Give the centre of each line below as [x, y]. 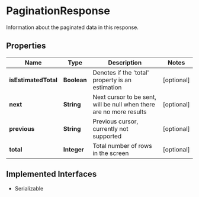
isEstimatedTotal [33, 80]
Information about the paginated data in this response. [73, 27]
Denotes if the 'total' [121, 72]
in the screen [111, 153]
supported [107, 136]
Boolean [75, 80]
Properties [26, 46]
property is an [112, 80]
